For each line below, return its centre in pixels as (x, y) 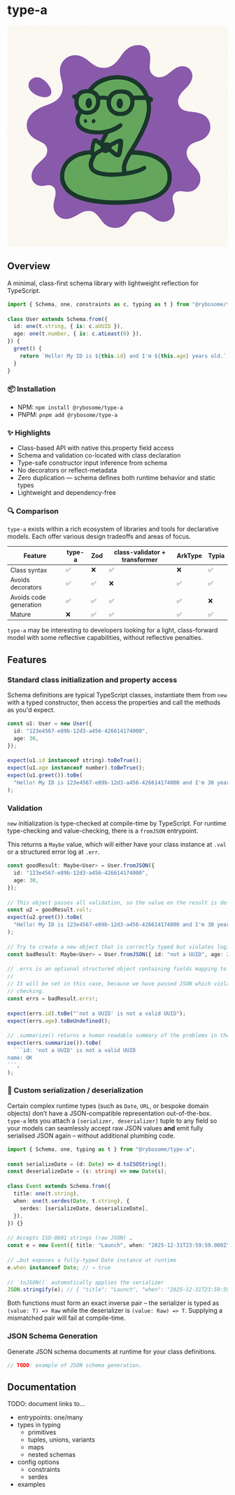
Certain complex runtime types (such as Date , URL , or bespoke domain (108, 1105)
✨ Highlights (29, 432)
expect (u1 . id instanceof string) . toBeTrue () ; (74, 760)
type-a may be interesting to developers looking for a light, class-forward (113, 630)
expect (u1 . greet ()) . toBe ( (45, 776)
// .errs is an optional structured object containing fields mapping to (117, 969)
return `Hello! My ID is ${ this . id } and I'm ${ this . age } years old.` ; (125, 356)
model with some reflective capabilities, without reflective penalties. (105, 638)
